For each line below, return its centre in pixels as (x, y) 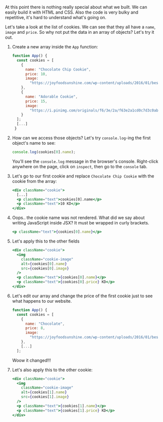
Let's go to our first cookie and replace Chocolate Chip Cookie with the (83, 176)
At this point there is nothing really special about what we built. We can (76, 7)
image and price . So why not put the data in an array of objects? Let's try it (80, 32)
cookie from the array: (34, 181)
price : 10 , (36, 74)
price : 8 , (35, 328)
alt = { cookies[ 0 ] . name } (44, 264)
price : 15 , (36, 101)
